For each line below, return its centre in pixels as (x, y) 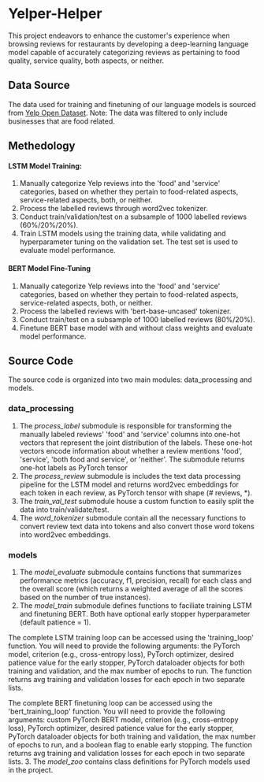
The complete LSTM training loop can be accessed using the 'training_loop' (131, 637)
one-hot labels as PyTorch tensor (74, 467)
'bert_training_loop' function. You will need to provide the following (117, 711)
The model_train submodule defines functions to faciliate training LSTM (136, 605)
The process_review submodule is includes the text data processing (130, 476)
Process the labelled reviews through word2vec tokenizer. (114, 209)
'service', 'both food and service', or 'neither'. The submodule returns (132, 459)
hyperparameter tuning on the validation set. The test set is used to (129, 242)
